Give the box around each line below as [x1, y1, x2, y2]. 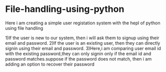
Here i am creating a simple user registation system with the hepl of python [5, 20, 160, 26]
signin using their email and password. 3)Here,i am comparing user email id [5, 45, 161, 51]
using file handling [5, 25, 44, 31]
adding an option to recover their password [5, 61, 95, 67]
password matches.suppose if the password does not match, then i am [5, 56, 152, 62]
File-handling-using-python [5, 3, 124, 15]
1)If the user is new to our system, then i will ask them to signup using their [5, 35, 159, 41]
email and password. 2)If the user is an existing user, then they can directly [5, 40, 160, 46]
